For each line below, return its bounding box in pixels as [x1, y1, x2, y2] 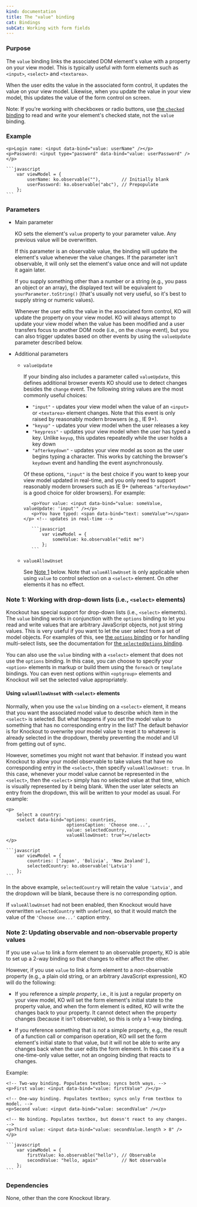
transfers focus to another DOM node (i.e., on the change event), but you [14, 327, 189, 334]
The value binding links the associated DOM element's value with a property [6, 57, 191, 65]
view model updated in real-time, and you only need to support [23, 477, 176, 484]
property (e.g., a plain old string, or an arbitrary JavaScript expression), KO [6, 972, 187, 979]
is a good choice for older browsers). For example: [23, 489, 145, 496]
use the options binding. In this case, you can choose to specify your [6, 657, 173, 664]
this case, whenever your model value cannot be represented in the [6, 770, 169, 777]
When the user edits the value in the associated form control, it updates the [6, 82, 188, 89]
